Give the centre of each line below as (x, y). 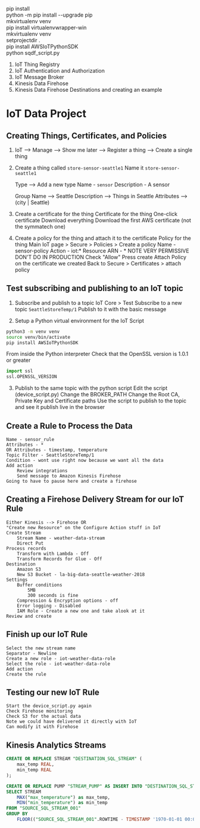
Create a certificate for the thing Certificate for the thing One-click (96, 214)
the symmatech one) (40, 226)
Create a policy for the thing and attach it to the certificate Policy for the (103, 238)
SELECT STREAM (24, 792)
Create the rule (26, 674)
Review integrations (42, 471)
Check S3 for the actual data (44, 717)
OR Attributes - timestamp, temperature (57, 450)
